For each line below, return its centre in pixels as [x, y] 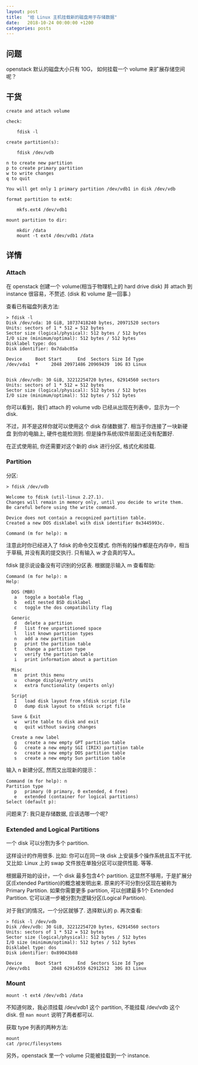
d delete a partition [43, 623]
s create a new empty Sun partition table [70, 758]
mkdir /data [31, 230]
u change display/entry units [54, 680]
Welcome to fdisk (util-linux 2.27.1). [55, 497]
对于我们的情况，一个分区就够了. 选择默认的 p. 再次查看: [74, 911]
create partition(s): [33, 142]
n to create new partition [39, 163]
